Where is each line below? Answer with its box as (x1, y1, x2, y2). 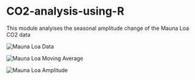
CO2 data (6, 31, 31, 38)
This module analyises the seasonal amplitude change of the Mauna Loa (6, 24, 189, 32)
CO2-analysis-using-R (6, 4, 124, 18)
